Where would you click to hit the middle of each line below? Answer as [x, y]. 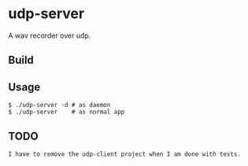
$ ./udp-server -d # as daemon [59, 105]
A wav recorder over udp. [50, 35]
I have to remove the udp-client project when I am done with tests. [125, 154]
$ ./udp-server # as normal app [67, 112]
